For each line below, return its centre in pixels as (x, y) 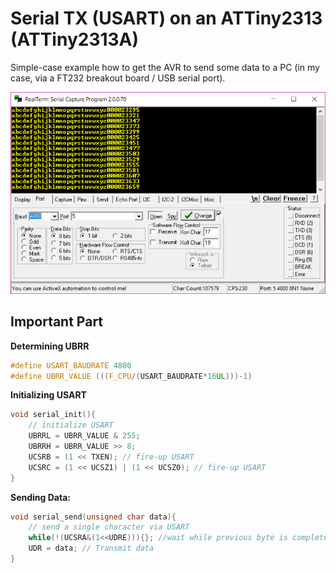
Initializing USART (48, 395)
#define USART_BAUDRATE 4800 (71, 365)
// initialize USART (71, 425)
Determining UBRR (50, 346)
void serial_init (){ (53, 415)
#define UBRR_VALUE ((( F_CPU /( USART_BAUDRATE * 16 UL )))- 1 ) (131, 376)
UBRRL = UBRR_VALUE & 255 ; (84, 436)
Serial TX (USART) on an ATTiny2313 (166, 18)
